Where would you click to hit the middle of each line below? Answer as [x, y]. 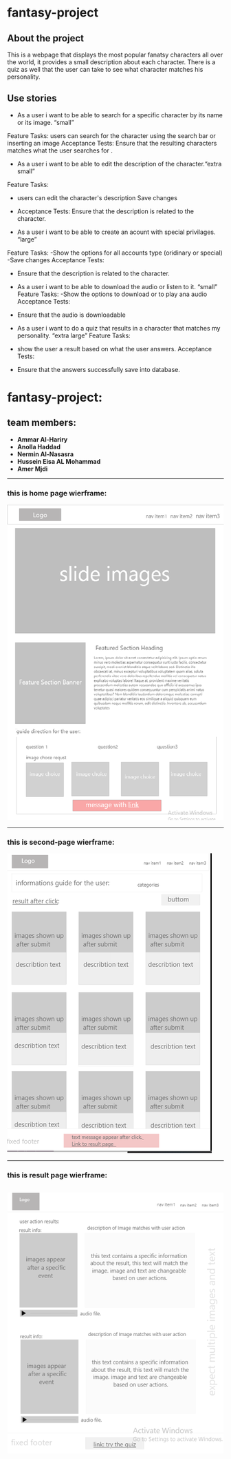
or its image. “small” [45, 122]
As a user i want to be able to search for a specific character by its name [120, 115]
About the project [46, 38]
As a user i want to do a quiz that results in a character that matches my [119, 328]
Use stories [32, 98]
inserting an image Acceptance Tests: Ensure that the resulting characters [112, 143]
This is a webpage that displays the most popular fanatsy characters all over [115, 55]
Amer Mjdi [32, 469]
